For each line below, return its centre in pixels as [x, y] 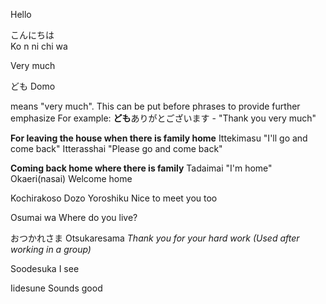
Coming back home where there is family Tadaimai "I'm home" [141, 168]
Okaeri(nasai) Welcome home [71, 178]
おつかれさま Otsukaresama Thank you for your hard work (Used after [155, 238]
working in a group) [51, 249]
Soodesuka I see [45, 268]
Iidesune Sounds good [56, 288]
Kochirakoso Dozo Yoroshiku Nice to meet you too [114, 198]
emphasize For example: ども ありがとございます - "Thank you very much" [163, 118]
